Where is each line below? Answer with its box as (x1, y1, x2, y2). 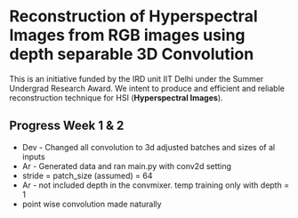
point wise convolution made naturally (21, 198, 162, 209)
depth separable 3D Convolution (9, 44, 254, 64)
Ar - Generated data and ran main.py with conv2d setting (21, 160, 232, 171)
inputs (21, 151, 46, 162)
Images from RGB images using (9, 25, 246, 45)
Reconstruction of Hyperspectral (9, 6, 258, 27)
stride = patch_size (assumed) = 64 (21, 170, 153, 181)
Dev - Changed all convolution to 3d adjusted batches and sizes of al (21, 141, 276, 152)
